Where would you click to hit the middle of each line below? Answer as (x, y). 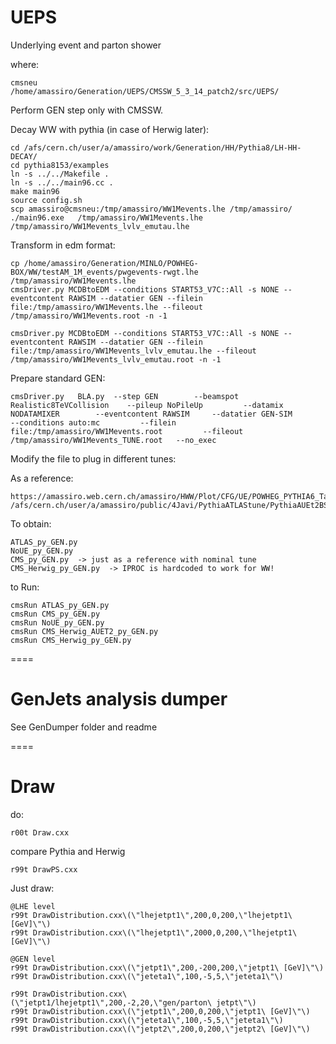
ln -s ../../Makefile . (60, 174)
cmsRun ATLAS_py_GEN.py (60, 605)
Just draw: (32, 888)
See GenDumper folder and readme (84, 727)
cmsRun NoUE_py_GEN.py (57, 622)
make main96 (35, 191)
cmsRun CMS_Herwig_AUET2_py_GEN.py (84, 631)
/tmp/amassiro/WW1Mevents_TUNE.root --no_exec (113, 440)
